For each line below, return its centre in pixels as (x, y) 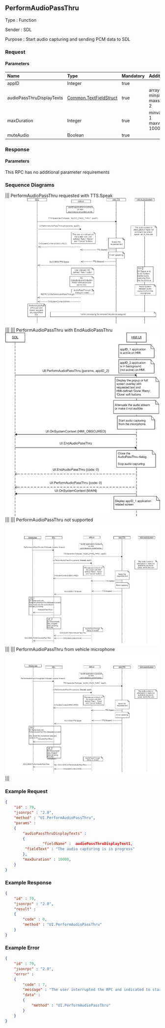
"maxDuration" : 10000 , (47, 860)
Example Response (28, 882)
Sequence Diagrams (30, 185)
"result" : (25, 909)
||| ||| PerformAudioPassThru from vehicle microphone (60, 649)
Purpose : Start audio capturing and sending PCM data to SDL (68, 39)
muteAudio (18, 135)
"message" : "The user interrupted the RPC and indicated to (87, 990)
